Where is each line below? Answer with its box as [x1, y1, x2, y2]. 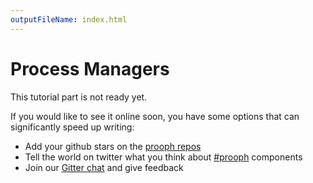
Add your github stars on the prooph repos [24, 140, 202, 152]
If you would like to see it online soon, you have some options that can [10, 110, 300, 122]
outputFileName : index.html [10, 14, 128, 25]
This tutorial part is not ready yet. [10, 91, 148, 103]
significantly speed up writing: [10, 121, 135, 133]
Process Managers [10, 57, 170, 80]
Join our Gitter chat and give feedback [24, 161, 184, 173]
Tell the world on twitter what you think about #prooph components [24, 151, 303, 163]
